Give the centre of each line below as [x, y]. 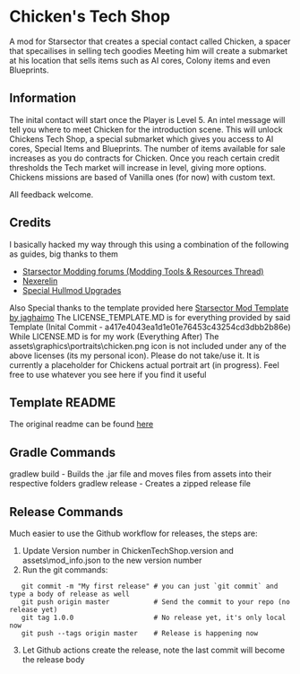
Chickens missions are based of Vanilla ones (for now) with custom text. [142, 177]
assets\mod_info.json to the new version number [112, 560]
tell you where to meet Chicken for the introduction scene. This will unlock [146, 129]
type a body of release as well [69, 594]
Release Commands [66, 512]
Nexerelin [40, 281]
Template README [63, 403]
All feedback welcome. [51, 194]
